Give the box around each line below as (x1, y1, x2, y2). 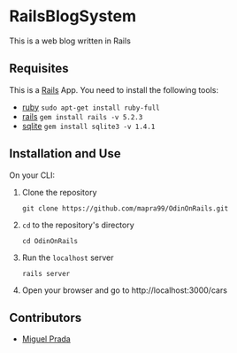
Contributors (9, 310, 82, 325)
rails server (21, 269, 71, 278)
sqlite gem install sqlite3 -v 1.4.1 (21, 120, 156, 131)
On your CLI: (9, 170, 56, 180)
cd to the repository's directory (21, 219, 134, 230)
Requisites (9, 61, 69, 76)
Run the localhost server (21, 252, 114, 263)
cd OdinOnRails (21, 236, 79, 245)
